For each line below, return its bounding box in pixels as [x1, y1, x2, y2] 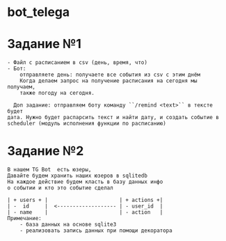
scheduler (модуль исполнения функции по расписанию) [7, 120, 167, 127]
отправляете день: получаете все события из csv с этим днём [19, 71, 200, 79]
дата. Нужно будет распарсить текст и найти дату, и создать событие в [7, 114, 219, 121]
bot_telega [7, 4, 70, 20]
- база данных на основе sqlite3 [19, 221, 117, 228]
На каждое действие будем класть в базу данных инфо [7, 178, 163, 185]
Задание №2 [7, 143, 84, 159]
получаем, [7, 84, 36, 91]
